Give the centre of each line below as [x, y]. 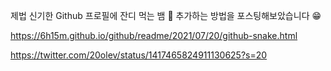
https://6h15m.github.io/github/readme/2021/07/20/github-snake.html [154, 35]
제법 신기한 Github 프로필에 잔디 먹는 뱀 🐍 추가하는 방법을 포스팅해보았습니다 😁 [166, 15]
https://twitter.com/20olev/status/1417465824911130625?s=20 [139, 55]
